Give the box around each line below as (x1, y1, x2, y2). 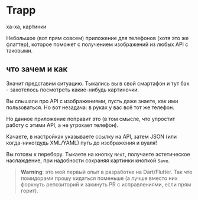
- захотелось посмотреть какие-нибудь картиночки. (6, 86, 139, 93)
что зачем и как (6, 64, 68, 74)
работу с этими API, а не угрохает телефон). (6, 122, 119, 129)
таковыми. (6, 47, 33, 54)
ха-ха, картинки (6, 23, 47, 30)
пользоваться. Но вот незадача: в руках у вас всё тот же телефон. (6, 104, 174, 111)
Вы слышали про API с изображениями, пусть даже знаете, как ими (6, 97, 178, 104)
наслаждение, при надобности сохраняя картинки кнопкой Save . (6, 157, 170, 164)
